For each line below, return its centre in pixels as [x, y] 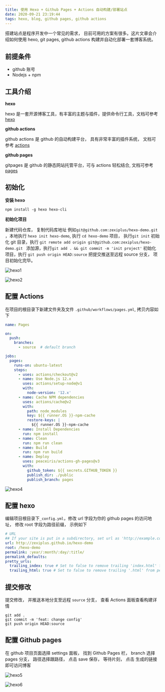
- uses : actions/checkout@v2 [48, 374]
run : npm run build [43, 452]
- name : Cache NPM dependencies [51, 397]
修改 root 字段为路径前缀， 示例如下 [51, 525]
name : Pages [17, 325]
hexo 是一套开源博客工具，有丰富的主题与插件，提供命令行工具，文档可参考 [82, 114]
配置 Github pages [33, 640]
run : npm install [40, 434]
